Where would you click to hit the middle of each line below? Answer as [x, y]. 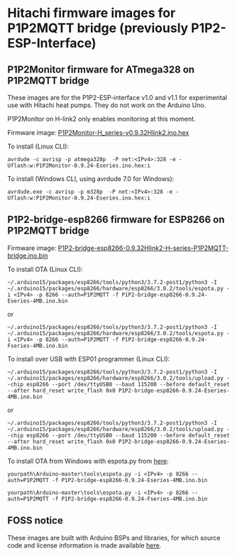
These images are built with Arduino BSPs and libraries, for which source [114, 538]
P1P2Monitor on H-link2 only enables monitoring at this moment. [101, 119]
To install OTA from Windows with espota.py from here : [88, 461]
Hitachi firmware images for [92, 13]
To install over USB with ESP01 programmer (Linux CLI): [89, 359]
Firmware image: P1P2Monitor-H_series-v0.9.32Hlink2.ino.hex [98, 132]
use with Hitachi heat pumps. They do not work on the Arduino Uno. [107, 105]
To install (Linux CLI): [38, 146]
